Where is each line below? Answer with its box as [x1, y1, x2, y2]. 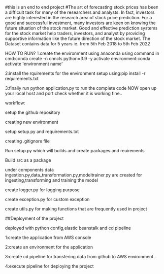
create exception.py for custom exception [5, 197, 90, 202]
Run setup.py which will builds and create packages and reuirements [5, 148, 145, 153]
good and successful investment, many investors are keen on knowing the [5, 20, 156, 26]
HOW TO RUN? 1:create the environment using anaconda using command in [5, 50, 159, 56]
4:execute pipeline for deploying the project [5, 263, 94, 269]
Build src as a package [5, 157, 51, 163]
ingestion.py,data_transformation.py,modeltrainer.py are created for [5, 172, 142, 178]
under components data [5, 167, 54, 172]
